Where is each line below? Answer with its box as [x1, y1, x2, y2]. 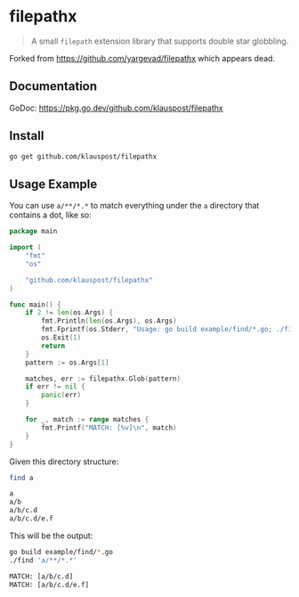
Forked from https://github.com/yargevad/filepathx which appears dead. [9, 53, 276, 63]
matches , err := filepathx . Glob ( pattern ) [25, 374, 181, 383]
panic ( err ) [41, 390, 82, 400]
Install [9, 128, 44, 143]
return [41, 341, 66, 350]
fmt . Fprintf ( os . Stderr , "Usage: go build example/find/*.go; [41, 325, 273, 334]
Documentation [9, 78, 98, 94]
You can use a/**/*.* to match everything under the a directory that [9, 200, 260, 211]
